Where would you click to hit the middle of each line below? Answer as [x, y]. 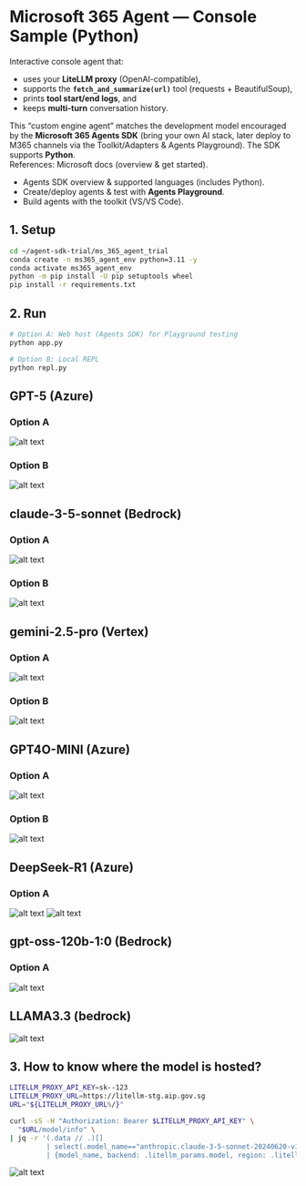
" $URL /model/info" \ [56, 1130]
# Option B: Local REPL [55, 359]
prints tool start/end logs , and [80, 98]
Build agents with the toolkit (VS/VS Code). [103, 201]
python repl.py [38, 368]
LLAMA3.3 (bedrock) [71, 1016]
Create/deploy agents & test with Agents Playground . [123, 191]
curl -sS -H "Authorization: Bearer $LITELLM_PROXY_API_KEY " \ [132, 1121]
